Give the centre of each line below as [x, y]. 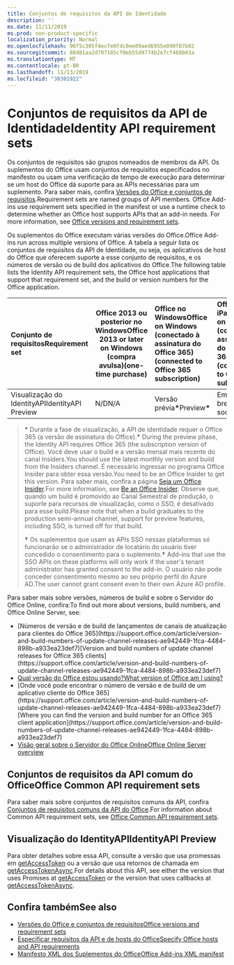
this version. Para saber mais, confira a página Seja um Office [113, 481]
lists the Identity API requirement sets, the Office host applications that [109, 273]
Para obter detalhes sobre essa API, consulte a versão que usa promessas [114, 855]
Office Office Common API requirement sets [104, 785]
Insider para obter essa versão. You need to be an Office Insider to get [124, 474]
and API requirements [48, 946]
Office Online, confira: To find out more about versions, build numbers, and [114, 605]
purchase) [130, 375]
